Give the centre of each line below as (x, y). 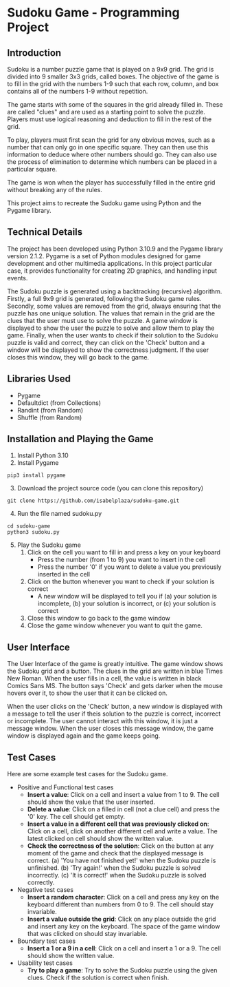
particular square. (32, 169)
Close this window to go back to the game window (99, 619)
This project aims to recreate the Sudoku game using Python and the (104, 203)
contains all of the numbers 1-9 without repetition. (78, 91)
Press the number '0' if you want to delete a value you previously (129, 567)
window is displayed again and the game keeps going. (84, 736)
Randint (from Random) (50, 410)
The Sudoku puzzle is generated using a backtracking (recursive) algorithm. (115, 291)
